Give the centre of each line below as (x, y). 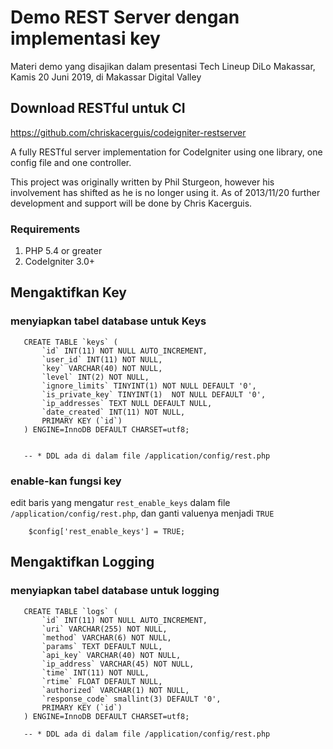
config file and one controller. (71, 162)
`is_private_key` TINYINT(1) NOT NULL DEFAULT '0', (154, 394)
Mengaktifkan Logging (82, 562)
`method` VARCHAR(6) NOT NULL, (106, 637)
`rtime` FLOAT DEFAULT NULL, (102, 681)
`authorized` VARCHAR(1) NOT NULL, (115, 690)
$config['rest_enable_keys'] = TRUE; (107, 532)
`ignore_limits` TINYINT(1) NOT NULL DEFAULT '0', (149, 386)
